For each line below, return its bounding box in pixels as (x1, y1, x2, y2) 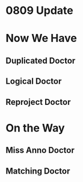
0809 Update (5, 4, 73, 18)
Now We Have (5, 32, 78, 45)
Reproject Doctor (5, 96, 71, 107)
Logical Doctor (5, 76, 62, 87)
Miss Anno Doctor (5, 145, 75, 155)
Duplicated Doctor (5, 55, 76, 66)
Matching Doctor (5, 166, 70, 176)
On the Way (5, 121, 65, 135)
